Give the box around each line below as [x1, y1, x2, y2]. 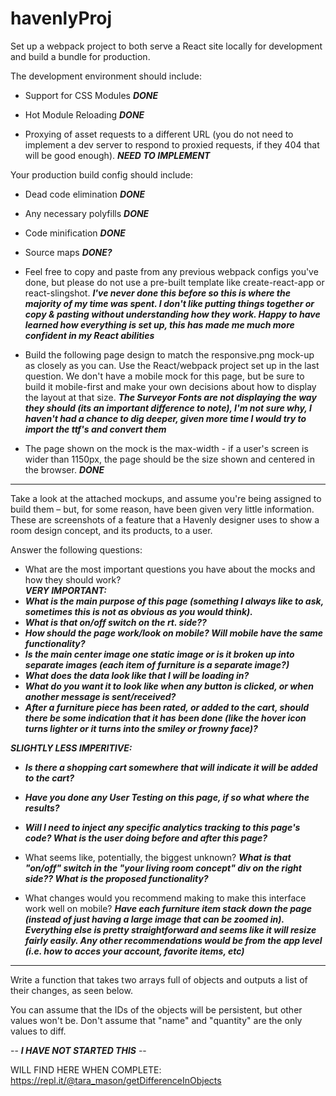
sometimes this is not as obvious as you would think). [24, 605, 253, 617]
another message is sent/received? [24, 690, 177, 702]
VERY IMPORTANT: [24, 584, 107, 596]
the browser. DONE [24, 463, 105, 476]
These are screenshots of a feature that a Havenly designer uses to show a [10, 513, 320, 526]
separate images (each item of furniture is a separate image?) [24, 658, 290, 671]
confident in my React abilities [24, 329, 155, 341]
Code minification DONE [24, 227, 126, 239]
